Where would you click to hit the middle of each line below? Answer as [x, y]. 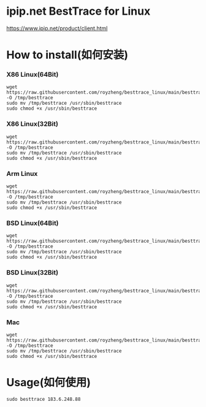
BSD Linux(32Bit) [32, 273]
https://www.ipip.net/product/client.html [57, 28]
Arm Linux [22, 173]
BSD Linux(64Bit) [33, 223]
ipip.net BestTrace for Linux [78, 11]
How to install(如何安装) [67, 55]
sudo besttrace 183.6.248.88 [44, 399]
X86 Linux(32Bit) [32, 124]
